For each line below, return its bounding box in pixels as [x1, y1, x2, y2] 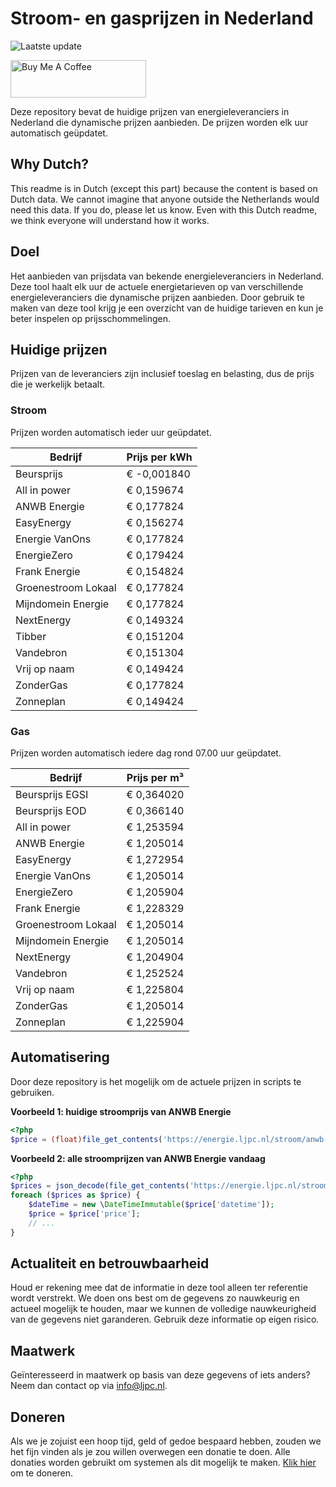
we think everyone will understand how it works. [10, 214, 210, 226]
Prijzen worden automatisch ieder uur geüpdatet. [10, 426, 212, 438]
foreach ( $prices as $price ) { [10, 1190, 141, 1201]
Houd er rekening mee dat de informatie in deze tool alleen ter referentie [10, 1282, 308, 1294]
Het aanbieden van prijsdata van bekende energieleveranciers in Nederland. [10, 270, 325, 282]
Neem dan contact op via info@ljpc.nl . [10, 1380, 168, 1392]
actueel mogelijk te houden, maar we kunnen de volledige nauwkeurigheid [10, 1303, 317, 1315]
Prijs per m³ [126, 770, 185, 784]
